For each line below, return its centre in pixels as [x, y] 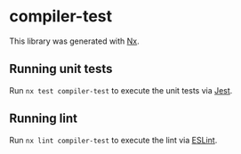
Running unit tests [61, 69]
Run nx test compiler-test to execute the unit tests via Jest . [121, 90]
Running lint [44, 119]
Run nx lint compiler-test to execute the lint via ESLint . [113, 140]
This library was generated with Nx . [74, 41]
